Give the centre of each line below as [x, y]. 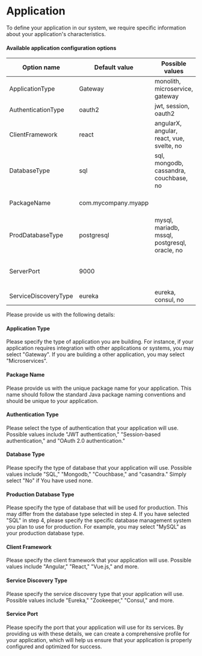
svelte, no [168, 146]
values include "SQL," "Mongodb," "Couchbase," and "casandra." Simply [96, 474]
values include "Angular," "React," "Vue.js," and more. [73, 566]
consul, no [169, 300]
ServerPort [25, 272]
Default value [114, 67]
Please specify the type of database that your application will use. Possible [99, 467]
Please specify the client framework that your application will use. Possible [99, 560]
